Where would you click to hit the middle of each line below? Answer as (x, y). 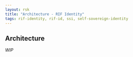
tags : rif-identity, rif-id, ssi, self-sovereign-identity (67, 19)
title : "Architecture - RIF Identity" (45, 14)
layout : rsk (17, 9)
